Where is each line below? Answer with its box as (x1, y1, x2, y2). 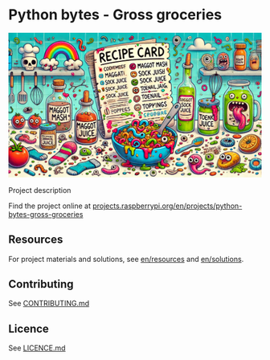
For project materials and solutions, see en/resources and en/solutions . (8, 254, 244, 264)
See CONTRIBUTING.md (8, 299, 90, 309)
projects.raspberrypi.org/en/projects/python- (92, 201, 243, 211)
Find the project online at (8, 201, 91, 211)
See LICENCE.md (8, 343, 66, 353)
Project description (8, 185, 72, 194)
